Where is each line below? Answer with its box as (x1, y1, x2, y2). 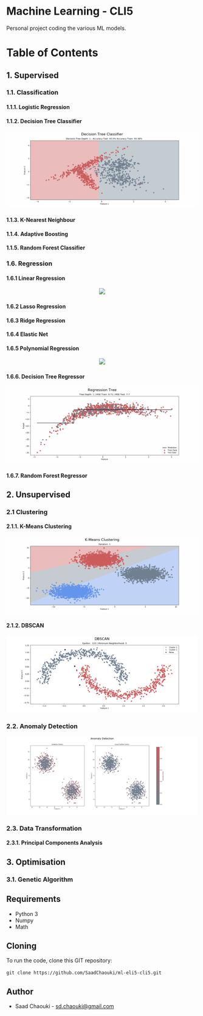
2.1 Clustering (6, 507, 48, 516)
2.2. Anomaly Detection (6, 721, 78, 730)
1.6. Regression (6, 259, 53, 268)
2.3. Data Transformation (6, 824, 82, 832)
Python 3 (15, 910, 38, 917)
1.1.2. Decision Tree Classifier (6, 117, 82, 124)
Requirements (6, 894, 61, 904)
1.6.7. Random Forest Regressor (6, 471, 88, 479)
